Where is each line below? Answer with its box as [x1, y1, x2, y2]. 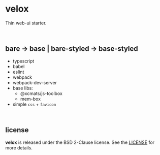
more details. [5, 144, 33, 150]
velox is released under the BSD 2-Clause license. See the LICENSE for [5, 139, 155, 145]
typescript [12, 58, 35, 64]
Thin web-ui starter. [5, 20, 47, 26]
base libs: [12, 85, 33, 91]
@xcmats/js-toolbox [20, 90, 62, 97]
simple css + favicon [12, 101, 56, 107]
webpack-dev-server [12, 79, 57, 85]
